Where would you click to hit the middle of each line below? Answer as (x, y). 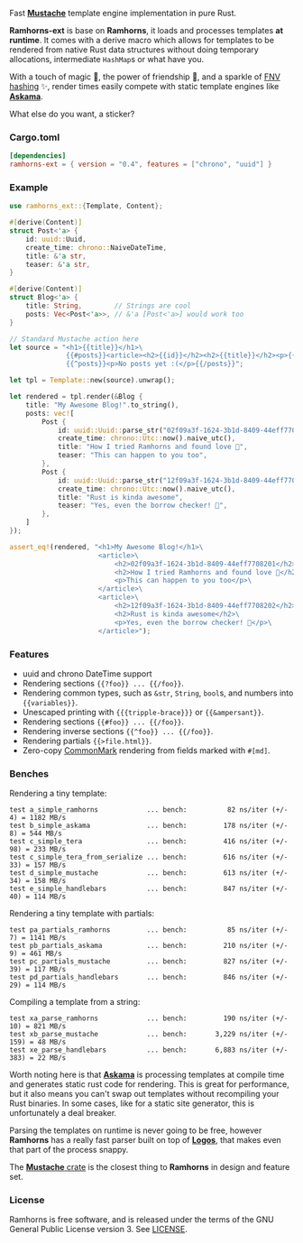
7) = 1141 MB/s (38, 938)
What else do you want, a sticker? (72, 114)
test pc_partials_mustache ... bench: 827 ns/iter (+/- (149, 962)
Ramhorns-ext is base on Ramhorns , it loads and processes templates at (147, 30)
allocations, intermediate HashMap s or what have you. (107, 59)
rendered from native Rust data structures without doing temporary (134, 50)
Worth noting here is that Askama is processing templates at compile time (147, 1075)
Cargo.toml (35, 137)
